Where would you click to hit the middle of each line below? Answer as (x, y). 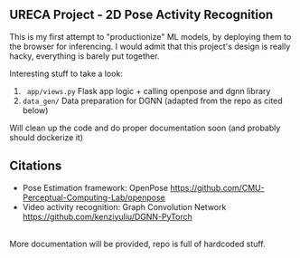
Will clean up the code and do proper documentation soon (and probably (145, 128)
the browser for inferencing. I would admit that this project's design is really (150, 46)
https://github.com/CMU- (217, 187)
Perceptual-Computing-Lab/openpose (94, 197)
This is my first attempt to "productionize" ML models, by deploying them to (150, 36)
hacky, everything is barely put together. (84, 56)
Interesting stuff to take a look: (66, 73)
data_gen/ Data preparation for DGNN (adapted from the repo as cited (152, 100)
